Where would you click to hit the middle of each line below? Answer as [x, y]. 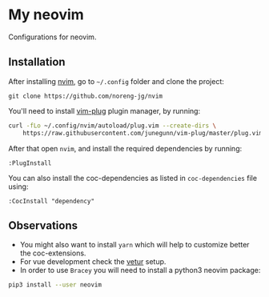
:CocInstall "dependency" [51, 201]
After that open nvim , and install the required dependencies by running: [125, 148]
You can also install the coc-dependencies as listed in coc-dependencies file [133, 178]
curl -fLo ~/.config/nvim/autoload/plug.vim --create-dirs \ [112, 126]
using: [18, 187]
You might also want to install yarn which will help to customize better [134, 245]
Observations [43, 225]
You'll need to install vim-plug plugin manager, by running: [104, 110]
